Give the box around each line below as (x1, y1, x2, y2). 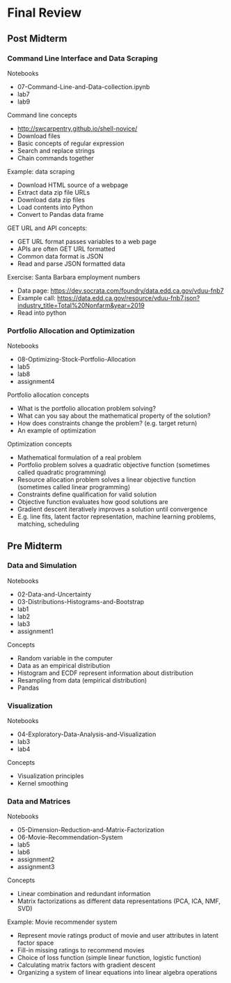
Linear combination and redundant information (17, 890, 151, 898)
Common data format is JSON (17, 252, 104, 260)
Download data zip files (17, 195, 86, 204)
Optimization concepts (7, 440, 72, 448)
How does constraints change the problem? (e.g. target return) (17, 419, 198, 428)
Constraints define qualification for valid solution (17, 490, 157, 498)
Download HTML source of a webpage (17, 181, 129, 189)
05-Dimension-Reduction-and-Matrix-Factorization (17, 826, 165, 834)
